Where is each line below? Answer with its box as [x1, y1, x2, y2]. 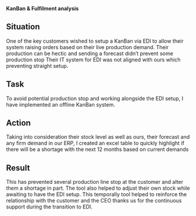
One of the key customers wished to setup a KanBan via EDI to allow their [6, 37, 184, 44]
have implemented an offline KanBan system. [6, 101, 116, 108]
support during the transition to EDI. [6, 203, 93, 210]
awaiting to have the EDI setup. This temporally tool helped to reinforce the [6, 191, 187, 198]
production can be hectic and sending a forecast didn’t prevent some [6, 50, 174, 57]
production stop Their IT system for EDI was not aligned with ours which [6, 56, 181, 63]
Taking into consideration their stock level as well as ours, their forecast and [6, 133, 190, 140]
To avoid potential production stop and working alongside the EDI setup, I [6, 95, 184, 102]
